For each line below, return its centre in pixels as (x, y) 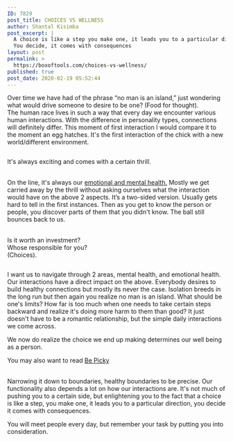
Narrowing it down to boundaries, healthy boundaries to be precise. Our (110, 381)
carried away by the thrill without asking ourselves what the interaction (109, 190)
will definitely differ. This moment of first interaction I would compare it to (112, 127)
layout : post (26, 53)
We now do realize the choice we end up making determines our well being (114, 340)
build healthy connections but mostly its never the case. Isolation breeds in (114, 290)
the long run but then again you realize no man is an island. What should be (115, 297)
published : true (31, 72)
